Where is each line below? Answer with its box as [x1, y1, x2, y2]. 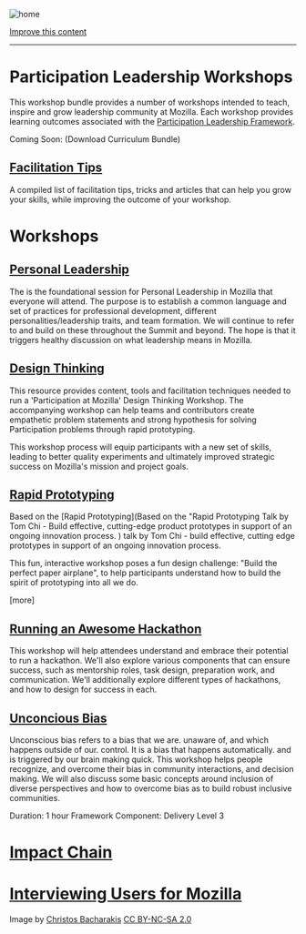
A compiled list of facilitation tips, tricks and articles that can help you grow [9, 184, 291, 195]
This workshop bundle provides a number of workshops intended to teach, [9, 96, 290, 107]
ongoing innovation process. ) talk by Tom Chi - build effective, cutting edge [9, 531, 296, 542]
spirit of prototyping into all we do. [9, 577, 138, 588]
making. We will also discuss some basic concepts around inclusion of [9, 774, 274, 784]
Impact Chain [9, 842, 113, 863]
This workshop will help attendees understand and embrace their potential [9, 645, 289, 656]
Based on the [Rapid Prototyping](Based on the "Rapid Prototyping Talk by [9, 511, 290, 523]
